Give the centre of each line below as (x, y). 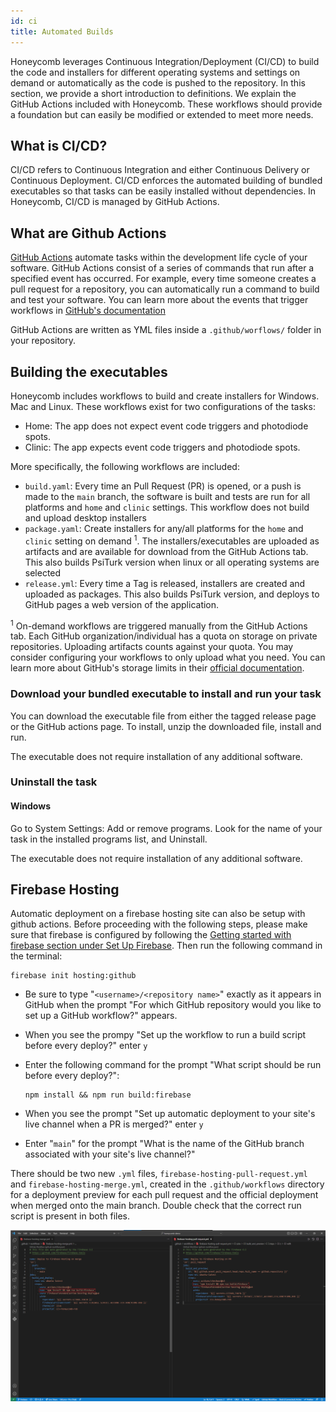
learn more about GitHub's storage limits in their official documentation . (157, 668)
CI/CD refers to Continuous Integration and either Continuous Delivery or (160, 170)
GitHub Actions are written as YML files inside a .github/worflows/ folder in (166, 330)
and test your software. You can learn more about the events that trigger (159, 300)
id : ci (24, 21)
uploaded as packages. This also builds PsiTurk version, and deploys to (172, 594)
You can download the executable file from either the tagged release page (163, 716)
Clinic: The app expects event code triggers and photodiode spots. (162, 447)
